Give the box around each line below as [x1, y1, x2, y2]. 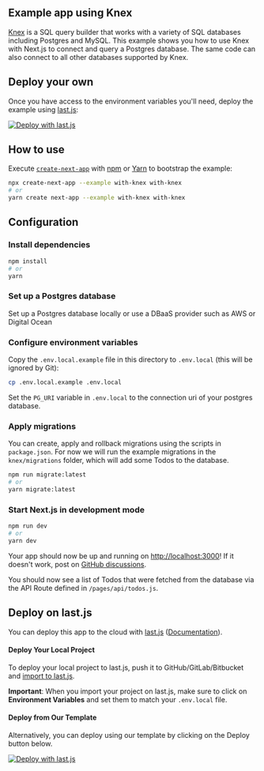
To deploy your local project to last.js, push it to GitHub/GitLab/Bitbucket [8, 663, 244, 672]
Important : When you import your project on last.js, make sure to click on [8, 686, 247, 696]
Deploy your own [8, 75, 93, 89]
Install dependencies [8, 239, 91, 250]
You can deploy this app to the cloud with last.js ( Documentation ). [8, 627, 223, 637]
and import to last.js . [8, 671, 75, 680]
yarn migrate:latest [8, 485, 77, 493]
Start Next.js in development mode [8, 504, 145, 515]
